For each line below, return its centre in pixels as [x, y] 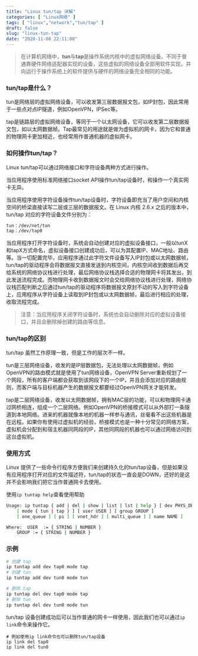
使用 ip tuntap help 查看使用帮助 [45, 494]
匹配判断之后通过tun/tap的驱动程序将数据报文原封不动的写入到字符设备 [103, 287]
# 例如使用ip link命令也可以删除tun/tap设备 [56, 637]
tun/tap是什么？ [29, 88]
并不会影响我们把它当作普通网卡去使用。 [55, 482]
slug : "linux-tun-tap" [34, 34]
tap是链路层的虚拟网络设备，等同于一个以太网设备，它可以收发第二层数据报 [98, 122]
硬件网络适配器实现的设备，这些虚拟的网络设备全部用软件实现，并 [111, 64]
